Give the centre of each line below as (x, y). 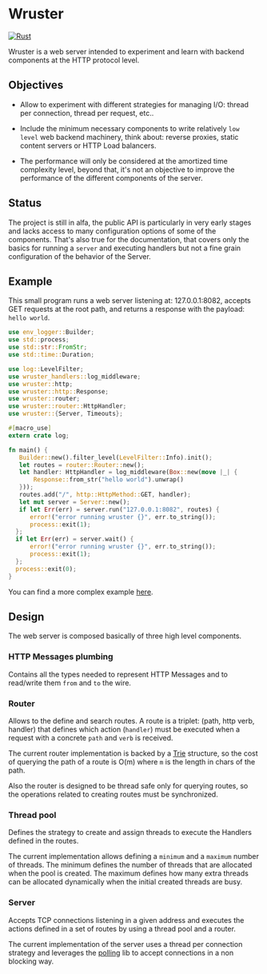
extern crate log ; (39, 435)
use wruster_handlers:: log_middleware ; (75, 377)
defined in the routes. (44, 841)
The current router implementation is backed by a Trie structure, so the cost (133, 753)
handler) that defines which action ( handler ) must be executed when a (124, 729)
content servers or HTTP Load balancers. (88, 146)
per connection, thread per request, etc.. (87, 113)
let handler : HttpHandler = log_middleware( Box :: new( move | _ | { (128, 473)
